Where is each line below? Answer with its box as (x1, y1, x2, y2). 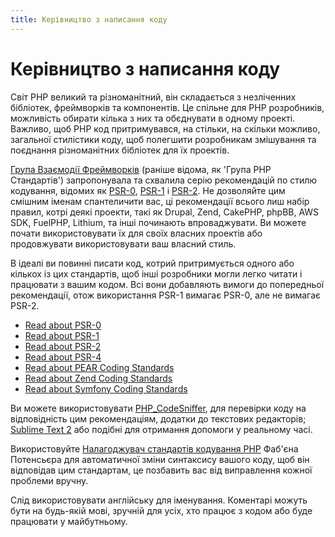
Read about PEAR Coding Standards (24, 361, 175, 373)
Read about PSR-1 (24, 329, 100, 341)
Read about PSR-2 (24, 340, 102, 352)
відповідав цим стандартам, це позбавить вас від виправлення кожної (10, 464, 313, 476)
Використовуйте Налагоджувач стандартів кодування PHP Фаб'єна (10, 442, 299, 455)
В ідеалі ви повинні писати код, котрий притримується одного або (10, 257, 295, 269)
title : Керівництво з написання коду (10, 14, 168, 25)
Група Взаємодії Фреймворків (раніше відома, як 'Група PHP (10, 163, 272, 175)
